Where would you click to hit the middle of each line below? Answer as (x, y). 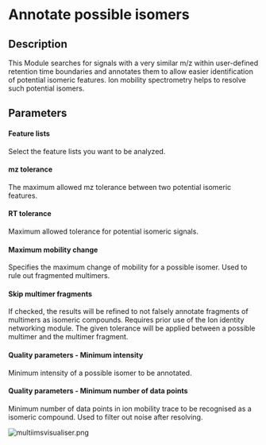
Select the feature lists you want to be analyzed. (87, 151)
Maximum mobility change (53, 250)
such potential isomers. (46, 88)
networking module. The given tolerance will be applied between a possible (132, 328)
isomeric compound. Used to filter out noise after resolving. (106, 417)
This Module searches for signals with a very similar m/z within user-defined (133, 63)
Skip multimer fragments (50, 294)
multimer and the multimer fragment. (68, 337)
